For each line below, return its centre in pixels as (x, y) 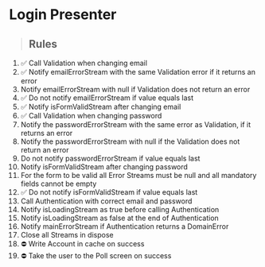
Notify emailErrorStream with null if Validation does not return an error (135, 89)
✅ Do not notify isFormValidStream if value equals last (109, 192)
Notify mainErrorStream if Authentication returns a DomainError (125, 226)
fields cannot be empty (58, 184)
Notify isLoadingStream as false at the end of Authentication (120, 218)
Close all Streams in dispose (67, 235)
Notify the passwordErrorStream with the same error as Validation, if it (136, 124)
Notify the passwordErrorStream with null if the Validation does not (130, 141)
